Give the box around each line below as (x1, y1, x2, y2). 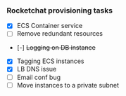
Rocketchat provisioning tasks (6, 6, 113, 15)
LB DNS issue (16, 65, 57, 74)
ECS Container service (16, 22, 83, 30)
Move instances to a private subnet (16, 81, 119, 89)
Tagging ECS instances (16, 57, 84, 65)
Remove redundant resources (16, 29, 103, 38)
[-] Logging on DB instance (16, 43, 96, 52)
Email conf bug (16, 73, 61, 81)
